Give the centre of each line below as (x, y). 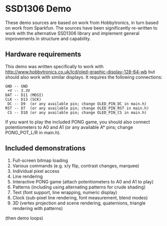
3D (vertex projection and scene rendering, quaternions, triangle (79, 203)
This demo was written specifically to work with (54, 66)
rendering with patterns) (38, 208)
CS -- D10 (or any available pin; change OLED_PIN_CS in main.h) (77, 112)
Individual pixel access (36, 171)
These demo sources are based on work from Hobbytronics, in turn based (82, 23)
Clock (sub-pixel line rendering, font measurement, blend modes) (80, 197)
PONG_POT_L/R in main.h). (33, 132)
